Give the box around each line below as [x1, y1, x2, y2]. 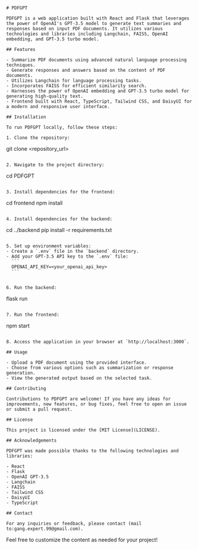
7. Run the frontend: [6, 312, 60, 318]
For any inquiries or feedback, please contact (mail [6, 521, 142, 526]
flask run [6, 295, 28, 302]
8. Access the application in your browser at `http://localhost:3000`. [6, 339, 190, 345]
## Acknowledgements [6, 437, 58, 443]
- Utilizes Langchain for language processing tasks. [6, 78, 142, 84]
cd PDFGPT [6, 172, 35, 179]
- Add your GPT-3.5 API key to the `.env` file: [6, 253, 129, 259]
